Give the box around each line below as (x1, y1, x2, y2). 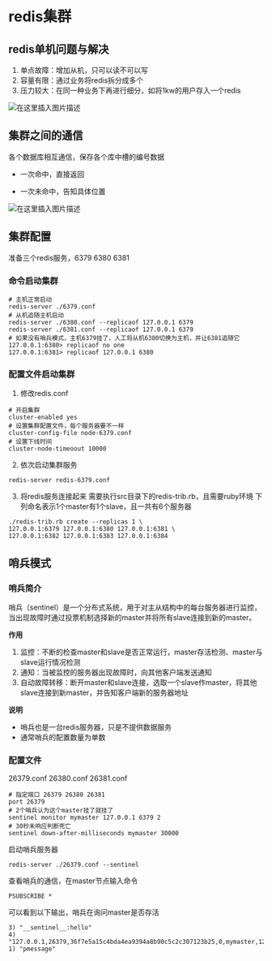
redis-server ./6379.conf (8, 302, 96, 311)
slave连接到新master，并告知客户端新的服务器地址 (19, 687, 189, 697)
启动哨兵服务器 (8, 845, 58, 855)
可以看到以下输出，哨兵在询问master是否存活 (8, 907, 159, 917)
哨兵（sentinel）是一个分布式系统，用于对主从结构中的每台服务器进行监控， (8, 602, 261, 612)
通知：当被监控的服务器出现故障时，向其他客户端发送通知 (19, 667, 212, 677)
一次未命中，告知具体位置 (19, 186, 106, 196)
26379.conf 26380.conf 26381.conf (8, 774, 128, 783)
